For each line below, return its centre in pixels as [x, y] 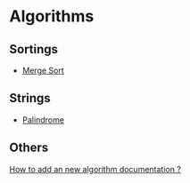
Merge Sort [43, 70]
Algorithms [52, 16]
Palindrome [43, 119]
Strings [30, 98]
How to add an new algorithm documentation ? [95, 169]
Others [29, 148]
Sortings [34, 49]
